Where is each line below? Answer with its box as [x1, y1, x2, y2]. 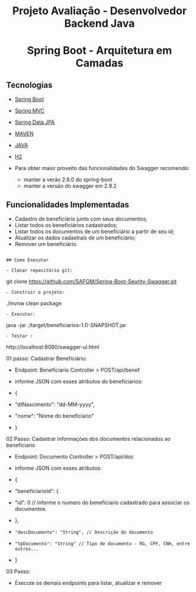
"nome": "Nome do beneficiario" [14, 412, 94, 419]
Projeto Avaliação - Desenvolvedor [12, 4, 187, 18]
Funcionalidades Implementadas [6, 200, 129, 210]
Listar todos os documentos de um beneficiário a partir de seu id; [14, 228, 175, 235]
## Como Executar [6, 257, 49, 263]
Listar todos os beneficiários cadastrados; [14, 222, 118, 229]
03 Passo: [6, 568, 31, 575]
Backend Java [64, 17, 135, 30]
